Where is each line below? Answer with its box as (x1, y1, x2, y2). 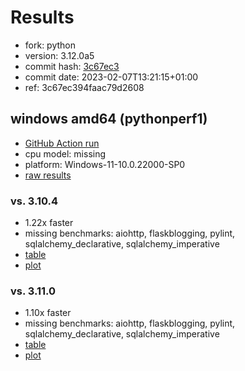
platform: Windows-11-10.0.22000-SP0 (24, 158, 186, 170)
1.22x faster (24, 217, 74, 229)
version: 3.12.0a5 (24, 49, 95, 61)
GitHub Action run (24, 137, 100, 149)
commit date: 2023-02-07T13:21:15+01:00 (24, 71, 199, 83)
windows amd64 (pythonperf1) (10, 111, 208, 128)
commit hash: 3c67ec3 (24, 60, 120, 72)
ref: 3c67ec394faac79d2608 (24, 81, 145, 93)
